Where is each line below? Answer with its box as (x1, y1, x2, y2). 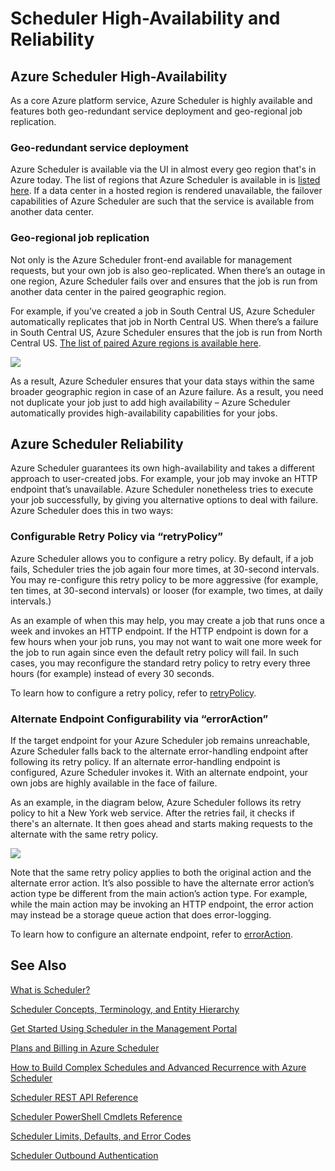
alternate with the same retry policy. (10, 828, 159, 840)
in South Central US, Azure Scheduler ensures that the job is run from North (10, 326, 323, 338)
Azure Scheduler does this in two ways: (10, 505, 174, 517)
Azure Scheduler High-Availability (10, 68, 228, 85)
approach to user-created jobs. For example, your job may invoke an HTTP (10, 473, 318, 485)
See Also (10, 957, 67, 974)
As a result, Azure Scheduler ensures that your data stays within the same (10, 375, 315, 387)
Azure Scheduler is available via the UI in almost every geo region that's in (10, 163, 317, 176)
